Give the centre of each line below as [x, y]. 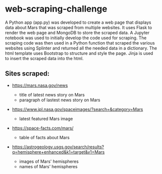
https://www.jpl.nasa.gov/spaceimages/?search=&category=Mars [78, 109]
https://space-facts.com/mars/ [43, 128]
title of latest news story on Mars [52, 95]
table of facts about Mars [44, 137]
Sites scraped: [27, 74]
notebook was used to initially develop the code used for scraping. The [76, 38]
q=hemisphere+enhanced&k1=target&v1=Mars [58, 152]
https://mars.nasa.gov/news [40, 85]
